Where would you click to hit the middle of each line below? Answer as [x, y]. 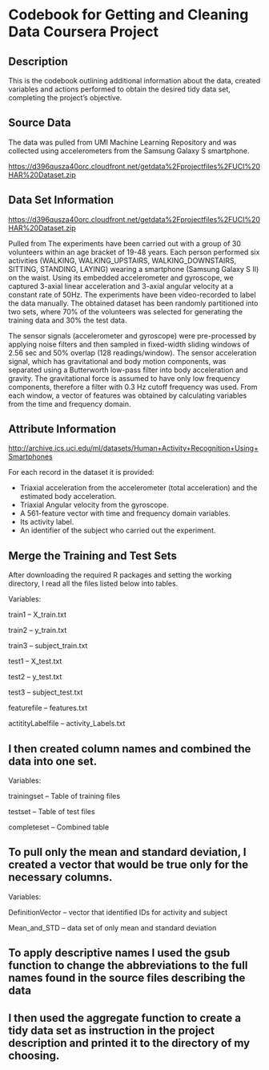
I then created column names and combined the [130, 749]
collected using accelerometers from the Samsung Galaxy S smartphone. [129, 151]
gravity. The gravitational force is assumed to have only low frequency [124, 378]
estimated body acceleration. [68, 496]
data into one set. [53, 761]
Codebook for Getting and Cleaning [128, 15]
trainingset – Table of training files [64, 796]
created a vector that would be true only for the [128, 865]
